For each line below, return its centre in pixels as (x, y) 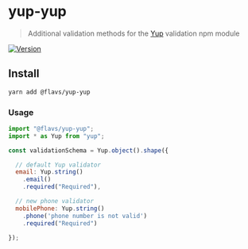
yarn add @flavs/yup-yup (49, 92)
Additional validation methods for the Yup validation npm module (134, 33)
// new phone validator (54, 201)
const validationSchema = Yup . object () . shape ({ (89, 150)
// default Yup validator (58, 165)
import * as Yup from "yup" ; (56, 136)
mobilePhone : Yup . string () (60, 209)
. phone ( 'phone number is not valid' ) (85, 216)
